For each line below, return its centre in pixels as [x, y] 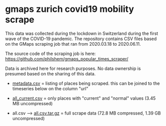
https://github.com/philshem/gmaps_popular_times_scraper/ [67, 59]
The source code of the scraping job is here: [51, 54]
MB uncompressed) [32, 103]
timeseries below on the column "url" [50, 88]
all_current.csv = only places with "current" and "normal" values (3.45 [84, 98]
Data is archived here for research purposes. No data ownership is [73, 68]
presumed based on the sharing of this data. [50, 73]
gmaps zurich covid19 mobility [70, 9]
